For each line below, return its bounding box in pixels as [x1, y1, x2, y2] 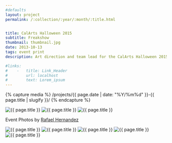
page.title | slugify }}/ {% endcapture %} [5, 97, 91, 103]
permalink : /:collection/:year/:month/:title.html [5, 17, 116, 22]
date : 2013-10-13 [5, 45, 42, 50]
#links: [5, 63, 22, 69]
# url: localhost [5, 73, 58, 78]
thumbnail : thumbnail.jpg [5, 40, 60, 45]
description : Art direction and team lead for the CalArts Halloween [5, 54, 157, 59]
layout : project [5, 12, 40, 17]
